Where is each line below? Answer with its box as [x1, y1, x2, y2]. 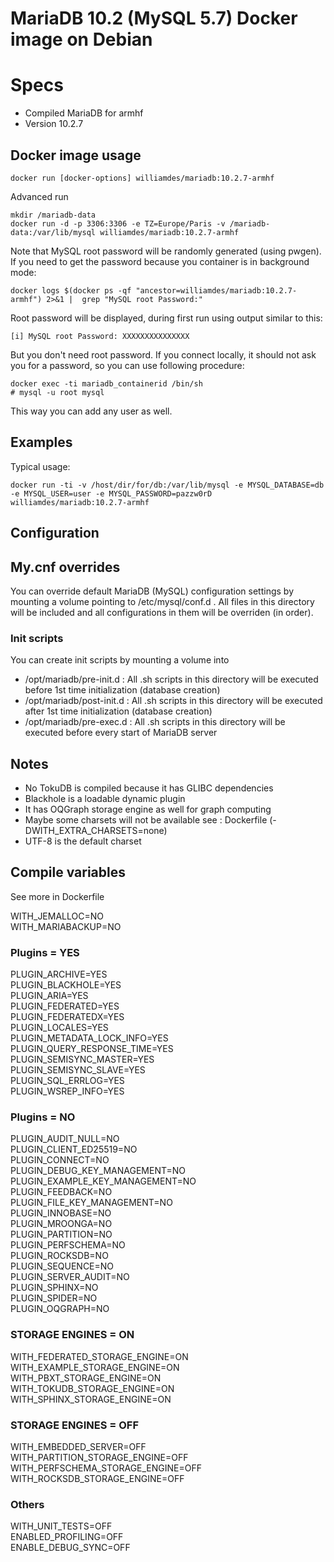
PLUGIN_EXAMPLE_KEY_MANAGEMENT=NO [10, 1175, 197, 1187]
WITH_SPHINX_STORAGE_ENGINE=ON [10, 1393, 172, 1405]
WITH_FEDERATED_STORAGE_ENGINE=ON [10, 1350, 189, 1362]
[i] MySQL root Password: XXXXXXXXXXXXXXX [10, 331, 190, 341]
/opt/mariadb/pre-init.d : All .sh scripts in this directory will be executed [24, 673, 319, 686]
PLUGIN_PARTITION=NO [10, 1228, 113, 1241]
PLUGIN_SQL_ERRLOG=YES [10, 1075, 125, 1087]
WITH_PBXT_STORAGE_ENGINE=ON [10, 1372, 162, 1384]
